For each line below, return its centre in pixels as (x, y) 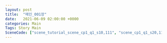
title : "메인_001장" (26, 14)
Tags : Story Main (23, 28)
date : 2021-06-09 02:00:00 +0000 (42, 19)
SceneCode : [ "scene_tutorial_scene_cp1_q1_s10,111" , (61, 33)
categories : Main (23, 23)
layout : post (19, 10)
